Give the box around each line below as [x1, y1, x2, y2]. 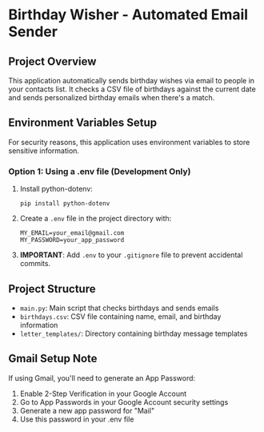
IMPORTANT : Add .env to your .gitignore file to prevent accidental [19, 250, 243, 260]
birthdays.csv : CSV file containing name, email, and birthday [19, 311, 222, 321]
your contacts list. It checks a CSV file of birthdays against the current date [8, 84, 256, 94]
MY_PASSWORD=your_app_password [19, 236, 125, 244]
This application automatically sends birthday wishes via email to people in [8, 76, 254, 85]
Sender [8, 22, 58, 41]
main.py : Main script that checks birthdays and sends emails [19, 303, 219, 313]
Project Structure [8, 282, 96, 296]
